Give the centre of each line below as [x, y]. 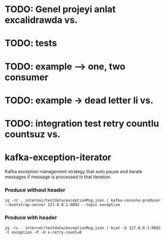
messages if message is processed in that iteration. [58, 177]
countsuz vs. [33, 134]
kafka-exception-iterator [58, 157]
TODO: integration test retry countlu [82, 123]
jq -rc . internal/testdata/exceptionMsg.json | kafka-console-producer [83, 201]
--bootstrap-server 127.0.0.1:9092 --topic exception [63, 205]
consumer [26, 77]
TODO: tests [31, 43]
